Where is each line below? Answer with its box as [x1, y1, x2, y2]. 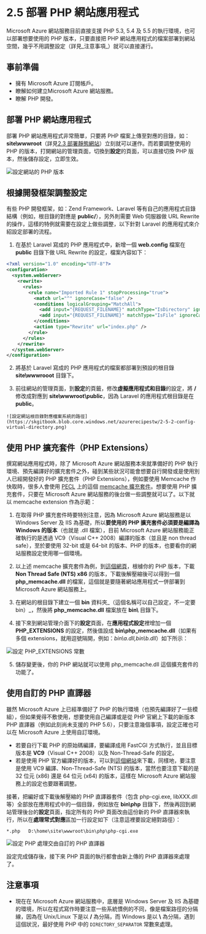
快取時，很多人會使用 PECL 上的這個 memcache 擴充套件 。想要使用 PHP [6, 483, 190, 491]
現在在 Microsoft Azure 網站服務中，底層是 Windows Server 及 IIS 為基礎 [15, 897, 199, 905]
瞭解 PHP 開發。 [15, 94, 56, 102]
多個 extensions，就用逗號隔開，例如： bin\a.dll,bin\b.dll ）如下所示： [15, 635, 189, 642]
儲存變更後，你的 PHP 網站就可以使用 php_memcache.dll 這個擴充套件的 [15, 660, 199, 668]
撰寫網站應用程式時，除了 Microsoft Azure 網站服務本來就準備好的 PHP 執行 [6, 460, 198, 467]
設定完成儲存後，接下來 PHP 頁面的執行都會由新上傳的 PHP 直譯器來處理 [6, 852, 190, 860]
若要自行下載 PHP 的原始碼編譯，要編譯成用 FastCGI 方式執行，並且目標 [15, 741, 198, 749]
